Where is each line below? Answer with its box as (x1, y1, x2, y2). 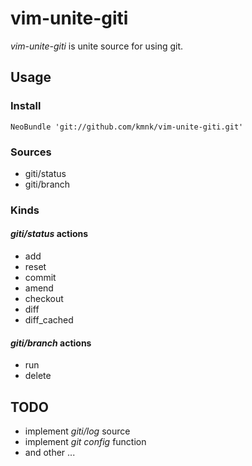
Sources (10, 145, 52, 159)
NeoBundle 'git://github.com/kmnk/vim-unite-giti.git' (10, 122, 244, 132)
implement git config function (24, 436, 147, 448)
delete (24, 370, 52, 382)
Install (10, 99, 42, 113)
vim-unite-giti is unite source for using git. (10, 40, 184, 52)
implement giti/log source (24, 425, 131, 437)
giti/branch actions (10, 337, 92, 349)
